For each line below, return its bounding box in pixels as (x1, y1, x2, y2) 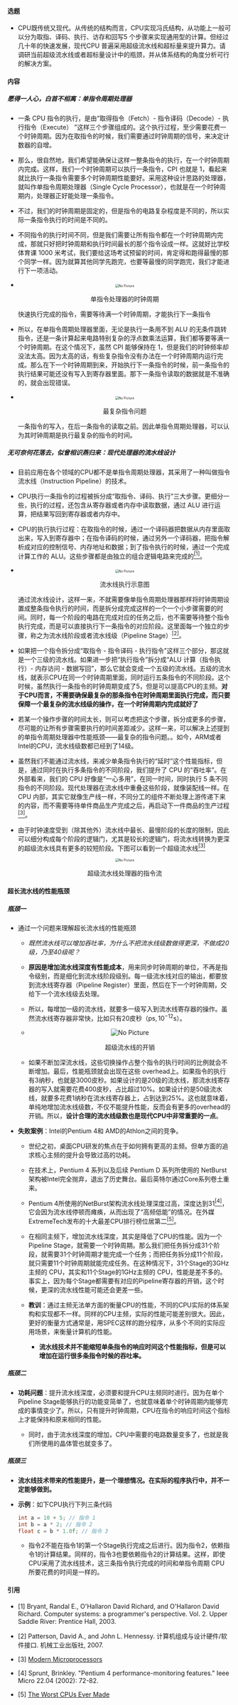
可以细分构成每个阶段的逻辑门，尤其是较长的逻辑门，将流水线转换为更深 (17, 834, 229, 843)
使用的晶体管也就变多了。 (40, 1439, 116, 1447)
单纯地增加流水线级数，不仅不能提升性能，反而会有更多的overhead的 (28, 1102, 231, 1111)
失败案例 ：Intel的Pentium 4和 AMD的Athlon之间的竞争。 (17, 1126, 183, 1135)
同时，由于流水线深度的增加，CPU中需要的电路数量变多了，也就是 (28, 1430, 222, 1439)
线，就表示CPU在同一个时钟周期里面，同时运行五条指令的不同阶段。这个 (17, 673, 231, 682)
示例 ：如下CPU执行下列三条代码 (17, 1500, 112, 1508)
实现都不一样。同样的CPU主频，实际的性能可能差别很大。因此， (40, 1309, 229, 1318)
